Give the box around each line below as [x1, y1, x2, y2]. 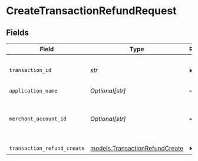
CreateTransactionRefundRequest [6, 4, 177, 18]
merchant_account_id [9, 116, 67, 122]
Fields [6, 28, 29, 38]
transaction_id [9, 67, 52, 73]
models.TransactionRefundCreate [90, 144, 184, 152]
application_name [9, 87, 58, 94]
